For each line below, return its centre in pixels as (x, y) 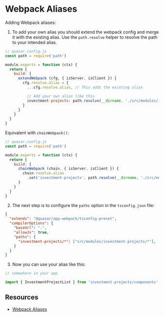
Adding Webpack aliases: (31, 22)
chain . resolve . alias (43, 173)
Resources (22, 297)
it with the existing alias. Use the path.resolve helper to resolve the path (85, 37)
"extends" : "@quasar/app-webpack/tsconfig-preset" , (63, 219)
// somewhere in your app (31, 274)
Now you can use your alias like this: (49, 264)
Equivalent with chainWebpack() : (37, 133)
